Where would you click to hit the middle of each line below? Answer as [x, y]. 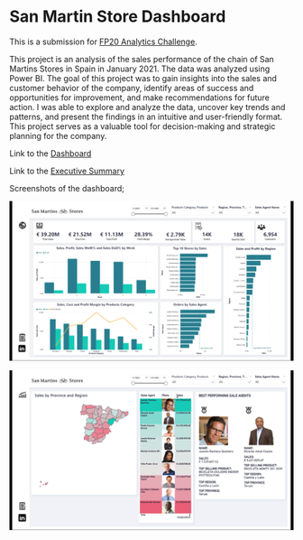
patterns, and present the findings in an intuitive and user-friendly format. [146, 116]
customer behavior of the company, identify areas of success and [132, 88]
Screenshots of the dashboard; [67, 188]
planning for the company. [58, 135]
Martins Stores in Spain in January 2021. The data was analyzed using [140, 69]
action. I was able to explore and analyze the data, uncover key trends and [147, 107]
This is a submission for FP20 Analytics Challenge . [104, 42]
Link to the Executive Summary [67, 171]
